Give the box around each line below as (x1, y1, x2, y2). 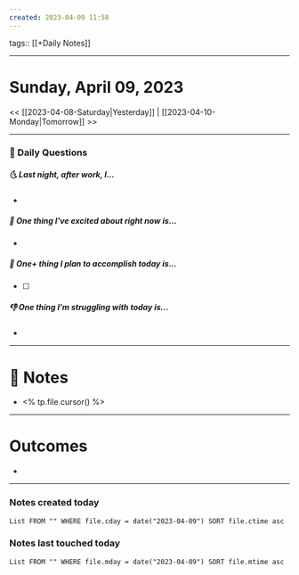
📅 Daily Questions (9, 146, 88, 159)
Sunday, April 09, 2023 (9, 77, 184, 97)
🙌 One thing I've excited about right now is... (9, 216, 177, 226)
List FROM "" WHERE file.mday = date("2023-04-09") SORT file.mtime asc (9, 557, 285, 566)
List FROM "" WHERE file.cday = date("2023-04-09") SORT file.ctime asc (9, 516, 285, 526)
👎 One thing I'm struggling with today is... (9, 301, 169, 312)
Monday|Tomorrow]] (9, 116, 85, 127)
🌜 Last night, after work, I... (9, 169, 115, 180)
